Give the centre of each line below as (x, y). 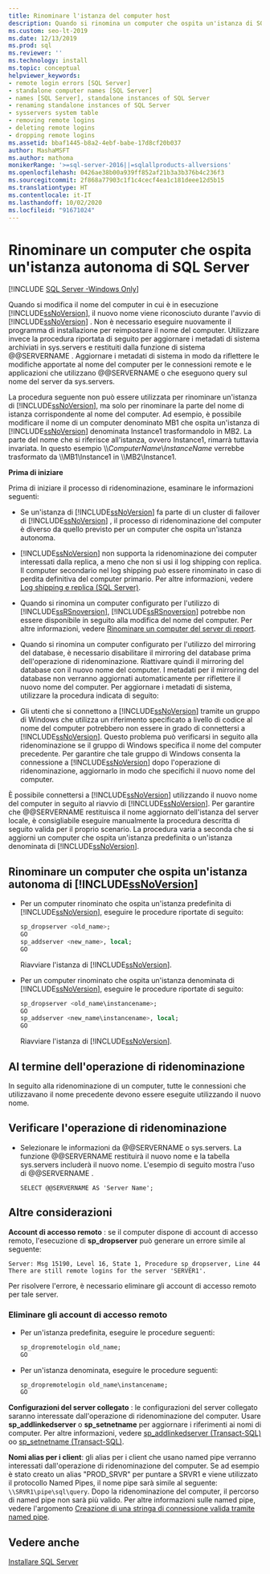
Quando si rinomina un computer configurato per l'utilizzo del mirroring (137, 645)
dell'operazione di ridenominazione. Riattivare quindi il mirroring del (132, 662)
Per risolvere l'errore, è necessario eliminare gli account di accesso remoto (133, 1285)
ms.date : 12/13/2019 (43, 38)
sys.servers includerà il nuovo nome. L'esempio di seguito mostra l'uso (137, 1164)
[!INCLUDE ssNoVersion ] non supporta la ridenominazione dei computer (138, 553)
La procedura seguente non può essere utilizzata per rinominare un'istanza (133, 397)
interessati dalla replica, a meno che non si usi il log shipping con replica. (141, 562)
